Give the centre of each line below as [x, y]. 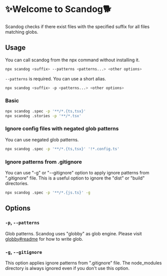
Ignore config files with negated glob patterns [62, 129]
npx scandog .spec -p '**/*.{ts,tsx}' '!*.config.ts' [62, 149]
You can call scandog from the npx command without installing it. [72, 60]
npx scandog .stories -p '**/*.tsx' [43, 116]
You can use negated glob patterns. [42, 140]
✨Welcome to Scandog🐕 [58, 9]
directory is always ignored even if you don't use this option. [67, 268]
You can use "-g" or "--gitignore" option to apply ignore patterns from [77, 173]
